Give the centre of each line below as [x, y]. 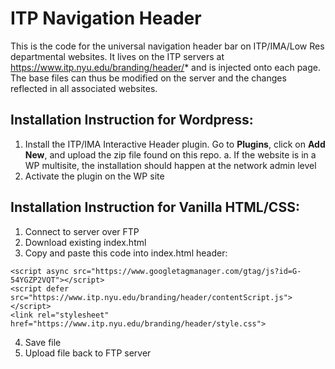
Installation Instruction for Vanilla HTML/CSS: [155, 207]
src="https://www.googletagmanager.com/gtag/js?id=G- [187, 271]
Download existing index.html [85, 242]
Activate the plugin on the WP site [94, 176]
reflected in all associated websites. [84, 88]
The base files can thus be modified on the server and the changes [148, 78]
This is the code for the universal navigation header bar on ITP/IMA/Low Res [167, 46]
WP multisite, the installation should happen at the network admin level [170, 165]
